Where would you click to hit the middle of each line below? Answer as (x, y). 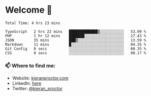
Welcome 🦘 (29, 10)
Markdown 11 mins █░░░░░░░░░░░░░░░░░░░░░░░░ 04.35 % (76, 44)
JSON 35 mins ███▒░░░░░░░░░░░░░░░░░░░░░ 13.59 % (76, 40)
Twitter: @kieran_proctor (37, 89)
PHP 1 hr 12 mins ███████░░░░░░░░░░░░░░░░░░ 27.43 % (76, 36)
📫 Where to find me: (30, 66)
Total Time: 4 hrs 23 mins (33, 23)
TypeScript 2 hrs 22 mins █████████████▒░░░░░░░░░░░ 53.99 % (76, 31)
